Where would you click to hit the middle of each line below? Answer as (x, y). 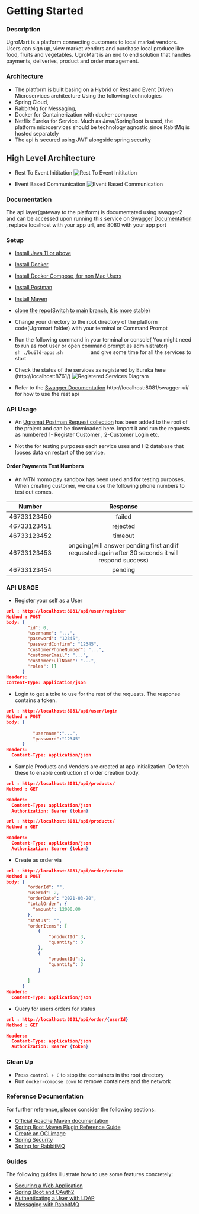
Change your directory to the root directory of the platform (86, 322)
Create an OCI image (40, 1133)
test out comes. (34, 492)
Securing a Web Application (49, 1186)
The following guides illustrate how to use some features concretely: (90, 1174)
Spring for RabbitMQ (40, 1146)
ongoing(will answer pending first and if (123, 545)
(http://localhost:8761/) (43, 376)
